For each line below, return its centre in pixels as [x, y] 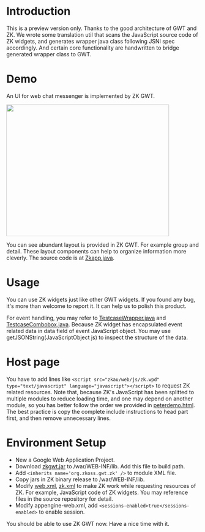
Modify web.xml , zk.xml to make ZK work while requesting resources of [106, 485]
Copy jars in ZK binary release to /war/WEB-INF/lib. [80, 479]
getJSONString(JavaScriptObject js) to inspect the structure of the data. [97, 337]
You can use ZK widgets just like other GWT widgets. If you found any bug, [101, 299]
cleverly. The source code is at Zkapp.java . [61, 258]
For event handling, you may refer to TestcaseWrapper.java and [86, 318]
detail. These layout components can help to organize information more [96, 251]
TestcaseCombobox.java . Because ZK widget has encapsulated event [94, 324]
